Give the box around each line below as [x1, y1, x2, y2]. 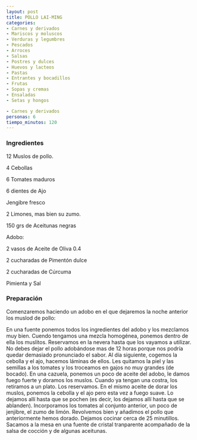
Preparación [6, 295, 43, 303]
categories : [6, 20, 36, 26]
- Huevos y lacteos [6, 64, 55, 70]
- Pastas [6, 70, 28, 76]
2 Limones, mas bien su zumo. [6, 210, 82, 218]
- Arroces [6, 48, 31, 54]
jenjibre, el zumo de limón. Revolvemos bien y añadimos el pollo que [6, 408, 174, 415]
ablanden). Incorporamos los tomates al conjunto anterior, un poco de [6, 402, 177, 409]
